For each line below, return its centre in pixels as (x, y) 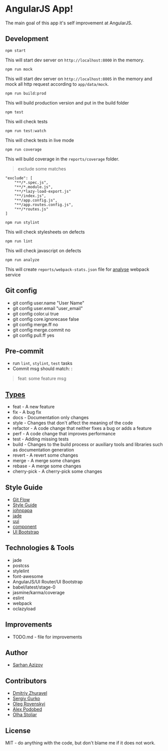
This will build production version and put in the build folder (67, 103)
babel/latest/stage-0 (34, 587)
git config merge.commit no (41, 330)
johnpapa (23, 510)
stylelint (21, 571)
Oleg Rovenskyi (29, 704)
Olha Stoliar (25, 715)
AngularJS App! (39, 9)
